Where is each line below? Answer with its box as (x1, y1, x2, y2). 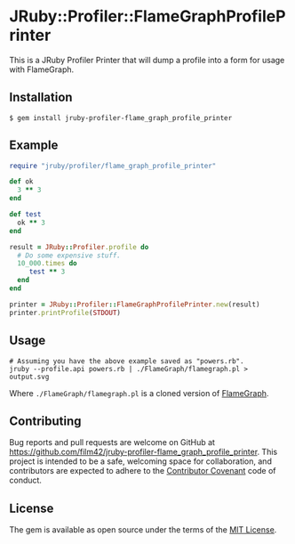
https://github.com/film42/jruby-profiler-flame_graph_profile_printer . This (9, 447, 278, 458)
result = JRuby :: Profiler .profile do (9, 242, 149, 251)
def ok (9, 177, 34, 186)
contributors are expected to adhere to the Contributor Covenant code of (9, 466, 277, 476)
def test (9, 210, 42, 219)
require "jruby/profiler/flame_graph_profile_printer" (9, 161, 217, 170)
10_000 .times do (17, 259, 77, 268)
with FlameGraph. (9, 64, 75, 75)
